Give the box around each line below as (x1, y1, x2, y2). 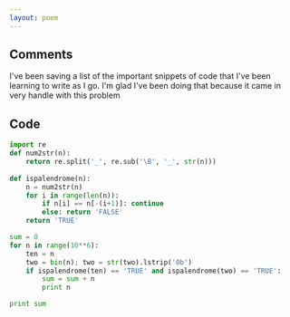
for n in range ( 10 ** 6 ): (9, 241, 100, 250)
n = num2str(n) (25, 182, 83, 191)
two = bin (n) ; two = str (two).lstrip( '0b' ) (25, 257, 193, 267)
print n (42, 283, 71, 293)
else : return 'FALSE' (42, 207, 124, 217)
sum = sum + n (42, 274, 95, 283)
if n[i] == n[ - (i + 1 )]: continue (42, 199, 165, 208)
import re (9, 140, 47, 149)
